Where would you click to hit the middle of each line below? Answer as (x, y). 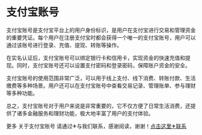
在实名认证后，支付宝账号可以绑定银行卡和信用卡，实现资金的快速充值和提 (98, 58)
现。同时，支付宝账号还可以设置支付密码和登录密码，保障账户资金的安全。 (98, 65)
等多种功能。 (22, 93)
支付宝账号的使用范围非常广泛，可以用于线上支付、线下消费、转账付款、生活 (101, 78)
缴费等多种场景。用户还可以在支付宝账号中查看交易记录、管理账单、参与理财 (101, 85)
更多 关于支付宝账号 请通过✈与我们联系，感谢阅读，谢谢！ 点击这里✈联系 (96, 126)
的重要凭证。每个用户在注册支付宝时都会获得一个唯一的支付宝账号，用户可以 (101, 37)
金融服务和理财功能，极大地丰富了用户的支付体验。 (90, 113)
